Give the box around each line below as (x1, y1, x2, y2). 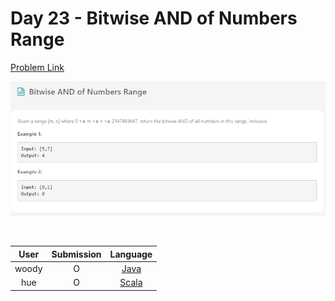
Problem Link (10, 61, 65, 73)
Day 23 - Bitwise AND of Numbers (10, 7, 298, 30)
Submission (51, 248, 102, 260)
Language (109, 248, 153, 260)
